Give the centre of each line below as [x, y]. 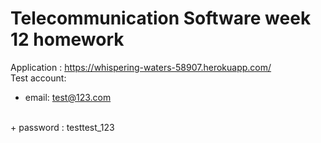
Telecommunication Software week [161, 18]
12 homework [67, 39]
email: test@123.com [68, 97]
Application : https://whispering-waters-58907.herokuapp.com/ [141, 67]
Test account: [38, 78]
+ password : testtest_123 [62, 127]
